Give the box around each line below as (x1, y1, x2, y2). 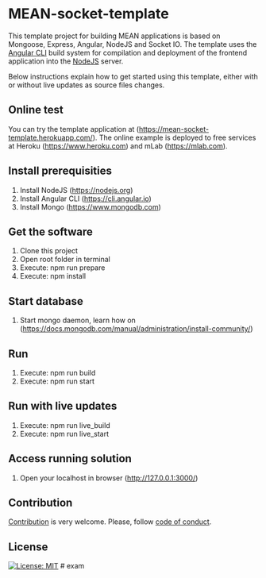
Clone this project (19, 246, 78, 256)
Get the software (8, 225, 94, 238)
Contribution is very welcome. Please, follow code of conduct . (8, 517, 212, 526)
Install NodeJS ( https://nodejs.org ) (19, 185, 133, 195)
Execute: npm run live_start (19, 429, 110, 438)
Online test (8, 103, 64, 117)
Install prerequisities (8, 164, 113, 178)
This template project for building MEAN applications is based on (8, 31, 221, 40)
